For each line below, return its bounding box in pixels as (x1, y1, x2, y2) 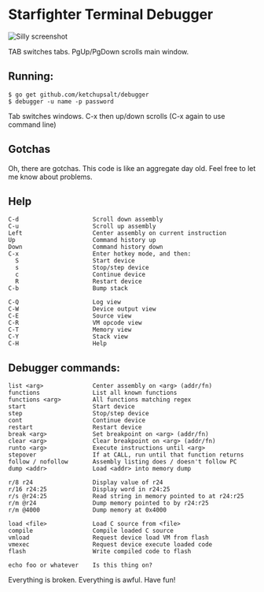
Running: (8, 69, 54, 84)
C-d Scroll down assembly (8, 215, 163, 224)
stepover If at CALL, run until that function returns (8, 451, 244, 459)
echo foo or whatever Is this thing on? (8, 561, 153, 569)
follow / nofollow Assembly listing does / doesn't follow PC (8, 458, 237, 466)
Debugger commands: (8, 361, 120, 374)
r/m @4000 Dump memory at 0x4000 (8, 506, 167, 514)
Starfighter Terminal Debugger (8, 6, 214, 24)
